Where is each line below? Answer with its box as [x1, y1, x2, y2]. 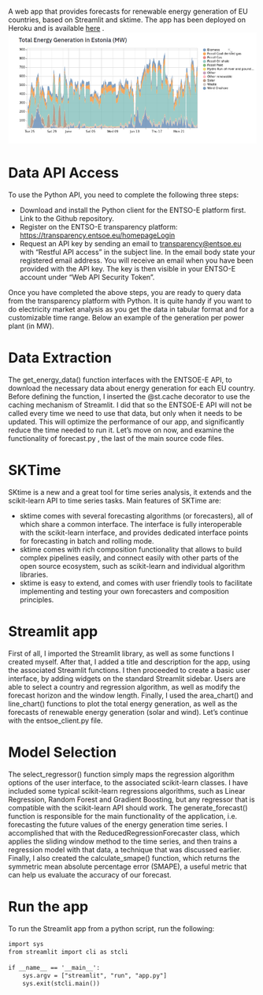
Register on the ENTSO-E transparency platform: [19, 223, 178, 232]
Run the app [8, 898, 89, 916]
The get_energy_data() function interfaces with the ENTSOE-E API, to [8, 375, 232, 385]
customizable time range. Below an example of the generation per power [8, 313, 244, 323]
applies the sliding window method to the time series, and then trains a [8, 836, 238, 846]
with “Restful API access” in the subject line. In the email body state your [19, 248, 256, 257]
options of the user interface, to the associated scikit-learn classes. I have [8, 777, 249, 787]
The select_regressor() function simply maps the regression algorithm [8, 769, 235, 779]
